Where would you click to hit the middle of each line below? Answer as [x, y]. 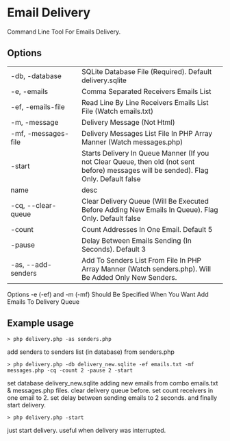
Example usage [40, 323]
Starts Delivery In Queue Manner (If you [145, 153]
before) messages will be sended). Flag [145, 170]
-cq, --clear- [34, 205]
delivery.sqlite [104, 80]
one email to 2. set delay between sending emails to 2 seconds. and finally [112, 397]
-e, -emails [29, 91]
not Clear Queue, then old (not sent [138, 161]
